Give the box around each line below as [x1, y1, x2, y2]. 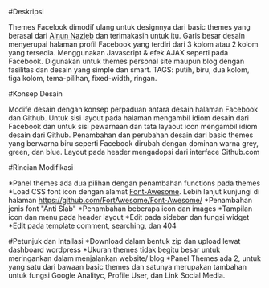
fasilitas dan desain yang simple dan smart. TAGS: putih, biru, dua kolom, [8, 65, 250, 75]
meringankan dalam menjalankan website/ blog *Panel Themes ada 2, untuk [8, 254, 261, 263]
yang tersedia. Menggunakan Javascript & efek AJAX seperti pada [8, 48, 229, 57]
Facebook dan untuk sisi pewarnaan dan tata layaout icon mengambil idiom [8, 122, 258, 131]
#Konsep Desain [8, 89, 63, 99]
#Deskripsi [8, 7, 44, 16]
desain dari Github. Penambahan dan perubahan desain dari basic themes [8, 130, 254, 140]
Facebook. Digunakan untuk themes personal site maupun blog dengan [8, 56, 245, 66]
